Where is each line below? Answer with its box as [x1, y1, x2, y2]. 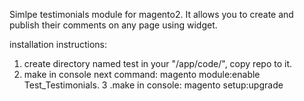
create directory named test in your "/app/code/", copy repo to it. [23, 58, 292, 69]
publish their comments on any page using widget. [9, 19, 218, 31]
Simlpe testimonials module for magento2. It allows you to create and [9, 9, 294, 20]
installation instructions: [9, 39, 108, 50]
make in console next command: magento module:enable [23, 69, 261, 80]
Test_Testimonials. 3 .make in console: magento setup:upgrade [23, 79, 284, 91]
